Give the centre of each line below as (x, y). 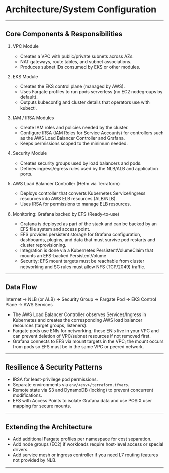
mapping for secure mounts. (42, 406)
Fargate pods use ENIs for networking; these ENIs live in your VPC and (86, 330)
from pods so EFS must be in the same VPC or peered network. (78, 346)
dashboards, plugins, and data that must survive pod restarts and (88, 240)
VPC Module (26, 46)
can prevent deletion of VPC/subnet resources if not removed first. (81, 336)
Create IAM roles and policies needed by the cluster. (74, 127)
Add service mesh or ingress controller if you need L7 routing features (85, 455)
